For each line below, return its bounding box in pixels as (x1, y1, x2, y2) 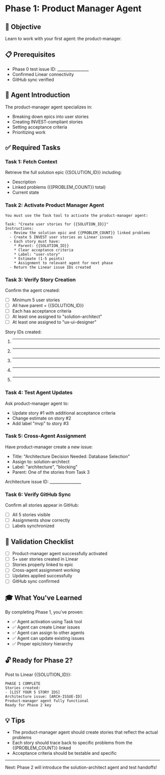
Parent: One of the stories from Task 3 (12, 469, 90, 475)
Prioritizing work (12, 129, 46, 135)
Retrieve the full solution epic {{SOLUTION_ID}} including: (5, 170, 122, 176)
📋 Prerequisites (5, 50, 55, 59)
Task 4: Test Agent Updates (5, 389, 73, 396)
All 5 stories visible (12, 512, 51, 518)
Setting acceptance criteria (12, 124, 67, 130)
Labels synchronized (12, 523, 55, 529)
